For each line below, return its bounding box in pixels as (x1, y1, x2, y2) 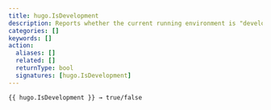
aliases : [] (15, 49, 56, 57)
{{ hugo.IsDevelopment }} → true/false (8, 93, 143, 101)
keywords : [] (8, 34, 52, 43)
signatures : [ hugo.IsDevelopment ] (15, 71, 131, 79)
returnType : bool (15, 64, 74, 72)
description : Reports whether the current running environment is (8, 19, 236, 27)
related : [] (15, 57, 56, 65)
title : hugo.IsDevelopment (8, 11, 99, 20)
